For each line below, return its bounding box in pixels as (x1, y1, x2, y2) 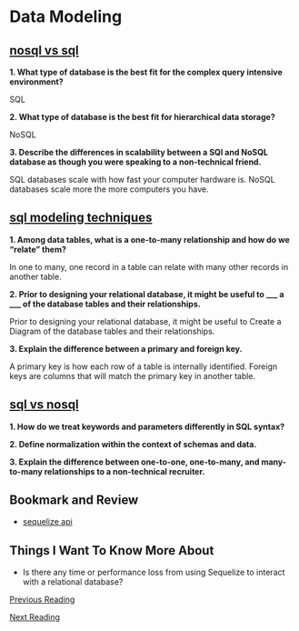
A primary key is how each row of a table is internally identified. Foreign (9, 361, 278, 372)
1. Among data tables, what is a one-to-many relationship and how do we (9, 234, 291, 245)
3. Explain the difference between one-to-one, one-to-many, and (9, 456, 260, 467)
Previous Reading (9, 594, 75, 606)
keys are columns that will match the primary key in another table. (9, 370, 256, 381)
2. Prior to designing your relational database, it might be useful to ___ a (9, 288, 284, 299)
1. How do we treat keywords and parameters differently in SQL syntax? (9, 421, 285, 432)
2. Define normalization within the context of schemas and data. (9, 438, 257, 449)
